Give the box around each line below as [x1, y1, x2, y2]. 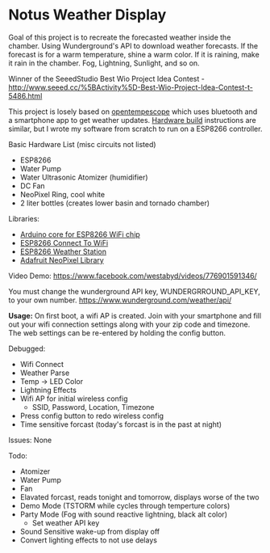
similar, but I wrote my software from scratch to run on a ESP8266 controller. [8, 124, 263, 133]
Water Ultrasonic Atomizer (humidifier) [19, 172, 148, 182]
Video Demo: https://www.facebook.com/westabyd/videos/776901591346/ [8, 271, 258, 281]
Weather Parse [19, 368, 70, 378]
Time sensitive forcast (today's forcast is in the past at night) [19, 419, 222, 429]
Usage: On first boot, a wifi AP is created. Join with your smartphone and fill [8, 310, 262, 320]
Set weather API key [31, 517, 100, 527]
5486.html [8, 91, 43, 100]
